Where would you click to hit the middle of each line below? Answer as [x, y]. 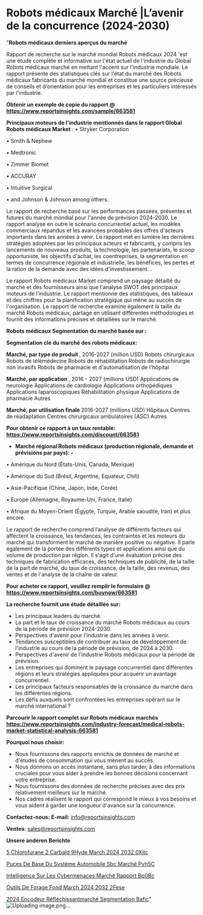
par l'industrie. [24, 93]
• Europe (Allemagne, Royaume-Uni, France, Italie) [69, 500]
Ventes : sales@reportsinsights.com [51, 829]
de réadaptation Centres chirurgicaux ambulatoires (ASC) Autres [87, 416]
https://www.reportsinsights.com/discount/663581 [72, 434]
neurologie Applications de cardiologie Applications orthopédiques [89, 385]
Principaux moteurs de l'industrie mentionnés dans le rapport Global [94, 122]
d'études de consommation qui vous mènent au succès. [85, 760]
